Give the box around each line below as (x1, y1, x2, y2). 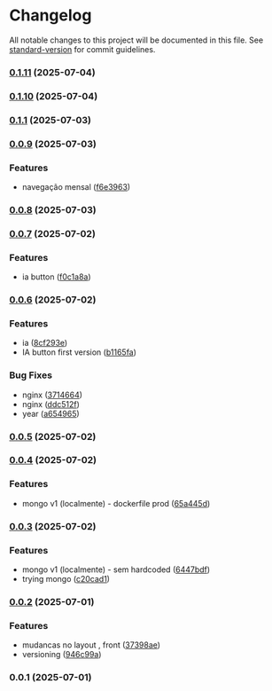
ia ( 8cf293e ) (21, 338, 68, 349)
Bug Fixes (9, 369, 53, 381)
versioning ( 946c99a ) (21, 649, 102, 660)
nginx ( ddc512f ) (21, 398, 80, 409)
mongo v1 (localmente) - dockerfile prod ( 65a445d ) (21, 498, 211, 508)
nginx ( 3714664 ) (21, 389, 82, 400)
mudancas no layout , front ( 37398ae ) (21, 640, 161, 650)
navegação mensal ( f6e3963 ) (21, 181, 131, 192)
